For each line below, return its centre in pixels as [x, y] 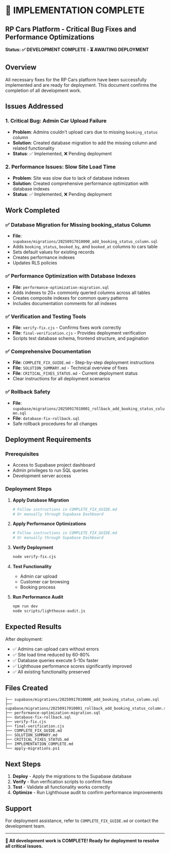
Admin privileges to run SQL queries [50, 470]
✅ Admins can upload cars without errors [56, 649]
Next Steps [23, 764]
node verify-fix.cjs [34, 557]
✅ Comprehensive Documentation [48, 351]
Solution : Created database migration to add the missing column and [84, 143]
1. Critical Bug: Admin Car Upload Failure [56, 121]
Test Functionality [32, 567]
